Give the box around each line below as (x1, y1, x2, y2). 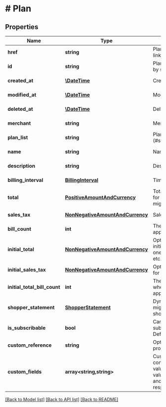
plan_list (7, 134, 28, 141)
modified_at (7, 91, 37, 98)
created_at (7, 77, 34, 84)
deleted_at (7, 106, 33, 112)
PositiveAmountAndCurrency (65, 194, 136, 201)
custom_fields (7, 368, 42, 375)
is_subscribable (7, 324, 46, 331)
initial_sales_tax (7, 267, 46, 273)
